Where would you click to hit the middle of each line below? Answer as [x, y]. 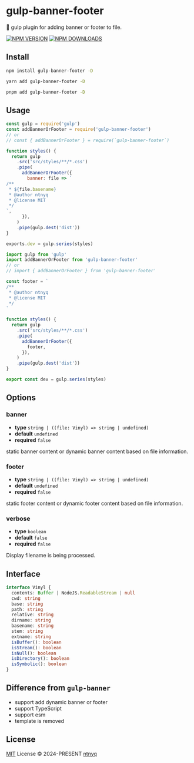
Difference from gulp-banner [58, 688]
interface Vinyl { [29, 587]
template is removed [39, 721]
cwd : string [26, 598]
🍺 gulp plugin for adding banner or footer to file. [64, 27]
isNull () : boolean [34, 653]
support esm [30, 715]
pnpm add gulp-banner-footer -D [46, 92]
